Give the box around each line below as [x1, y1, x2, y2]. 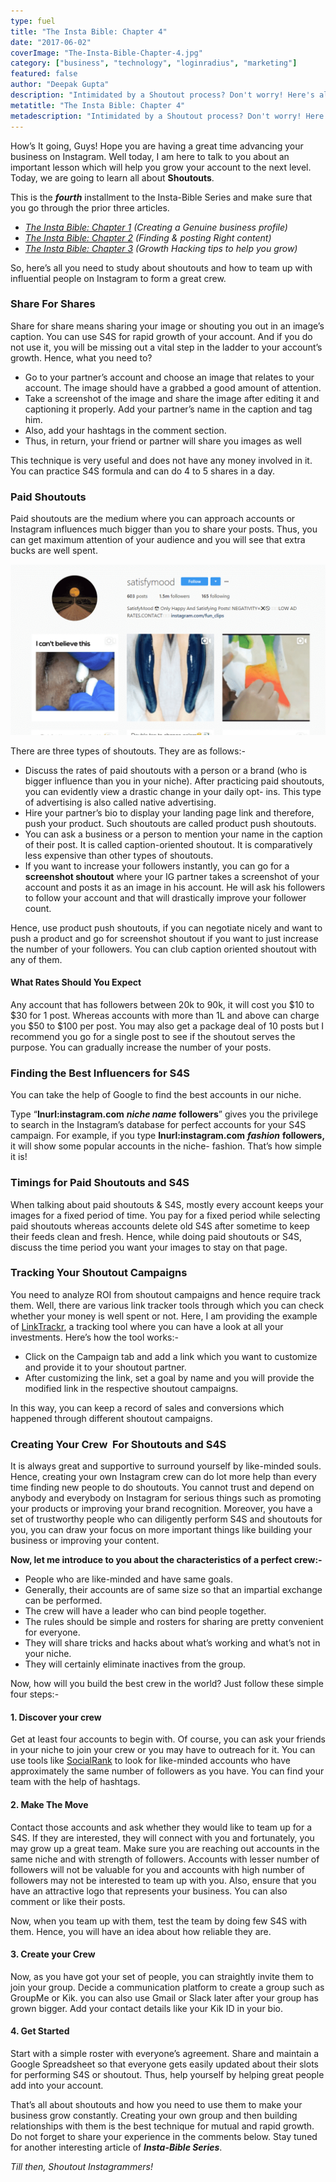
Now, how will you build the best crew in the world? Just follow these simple [10, 1678, 324, 1690]
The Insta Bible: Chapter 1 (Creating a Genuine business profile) [24, 221, 288, 233]
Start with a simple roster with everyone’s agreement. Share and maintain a [10, 2047, 320, 2059]
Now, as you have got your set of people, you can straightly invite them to [10, 1970, 314, 1982]
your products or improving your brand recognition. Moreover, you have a [10, 1503, 313, 1515]
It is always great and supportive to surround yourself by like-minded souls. [10, 1460, 322, 1472]
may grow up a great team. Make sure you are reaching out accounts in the [10, 1842, 320, 1854]
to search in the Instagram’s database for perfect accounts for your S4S [10, 1119, 307, 1131]
